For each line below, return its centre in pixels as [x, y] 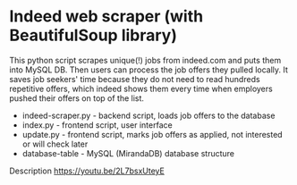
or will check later [55, 144]
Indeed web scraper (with [106, 17]
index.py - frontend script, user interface [97, 125]
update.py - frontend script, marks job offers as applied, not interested [153, 134]
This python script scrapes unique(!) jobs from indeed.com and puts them [145, 60]
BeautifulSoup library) [93, 35]
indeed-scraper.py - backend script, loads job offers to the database [148, 115]
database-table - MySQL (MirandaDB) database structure [128, 153]
